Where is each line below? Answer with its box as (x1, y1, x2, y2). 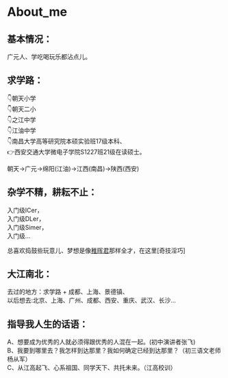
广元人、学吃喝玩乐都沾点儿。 (7, 53, 91, 60)
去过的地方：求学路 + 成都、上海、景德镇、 (7, 287, 129, 296)
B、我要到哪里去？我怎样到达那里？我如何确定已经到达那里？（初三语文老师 (7, 346, 221, 355)
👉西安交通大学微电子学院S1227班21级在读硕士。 (7, 147, 146, 156)
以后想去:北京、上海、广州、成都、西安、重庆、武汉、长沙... (7, 296, 177, 305)
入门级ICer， (7, 206, 43, 214)
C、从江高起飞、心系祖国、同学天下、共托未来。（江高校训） (7, 364, 177, 372)
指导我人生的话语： (7, 318, 88, 330)
